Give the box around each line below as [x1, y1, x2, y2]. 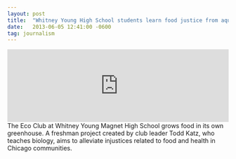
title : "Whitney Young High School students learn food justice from [7, 17, 218, 24]
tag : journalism [7, 29, 55, 37]
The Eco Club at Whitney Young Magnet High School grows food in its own [7, 122, 224, 130]
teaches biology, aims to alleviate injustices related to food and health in [7, 137, 216, 145]
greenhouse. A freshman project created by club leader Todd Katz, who [7, 129, 215, 137]
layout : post [7, 10, 46, 18]
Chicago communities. [7, 144, 72, 153]
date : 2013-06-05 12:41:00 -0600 [7, 23, 112, 30]
